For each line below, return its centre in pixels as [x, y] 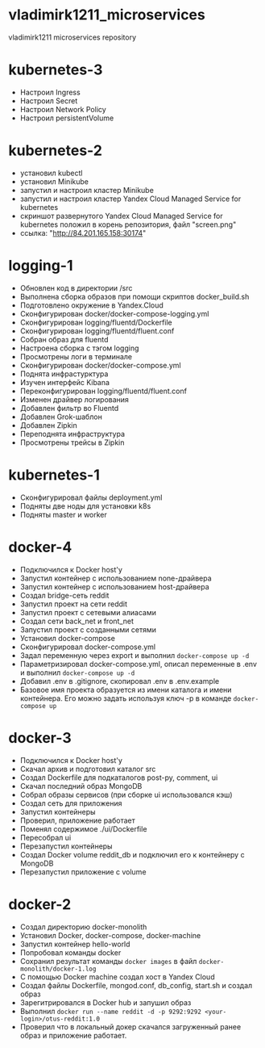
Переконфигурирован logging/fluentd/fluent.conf [104, 391]
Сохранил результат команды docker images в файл [108, 961]
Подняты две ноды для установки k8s [85, 505]
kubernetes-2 [56, 151]
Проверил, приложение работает [77, 820]
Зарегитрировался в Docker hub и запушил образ [106, 1002]
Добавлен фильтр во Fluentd [69, 408]
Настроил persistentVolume [67, 118]
